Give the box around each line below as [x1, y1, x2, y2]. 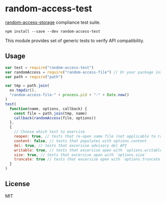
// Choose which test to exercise [14, 129, 85, 134]
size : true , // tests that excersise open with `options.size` [14, 152, 147, 157]
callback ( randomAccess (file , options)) [14, 115, 96, 120]
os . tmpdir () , [9, 88, 37, 93]
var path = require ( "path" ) [5, 74, 63, 79]
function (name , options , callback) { [9, 106, 87, 111]
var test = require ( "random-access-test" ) [5, 65, 94, 70]
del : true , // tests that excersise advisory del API [14, 143, 127, 148]
